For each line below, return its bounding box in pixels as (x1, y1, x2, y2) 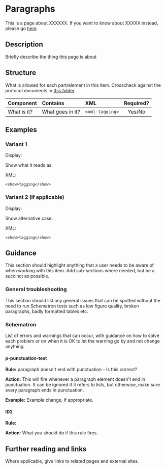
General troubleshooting (5, 286, 67, 293)
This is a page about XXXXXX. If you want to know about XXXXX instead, (5, 20, 158, 26)
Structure (5, 68, 37, 77)
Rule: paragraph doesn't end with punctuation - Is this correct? (5, 367, 138, 373)
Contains (42, 99, 64, 107)
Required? (124, 99, 149, 107)
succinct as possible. (5, 273, 50, 279)
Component (8, 99, 37, 107)
